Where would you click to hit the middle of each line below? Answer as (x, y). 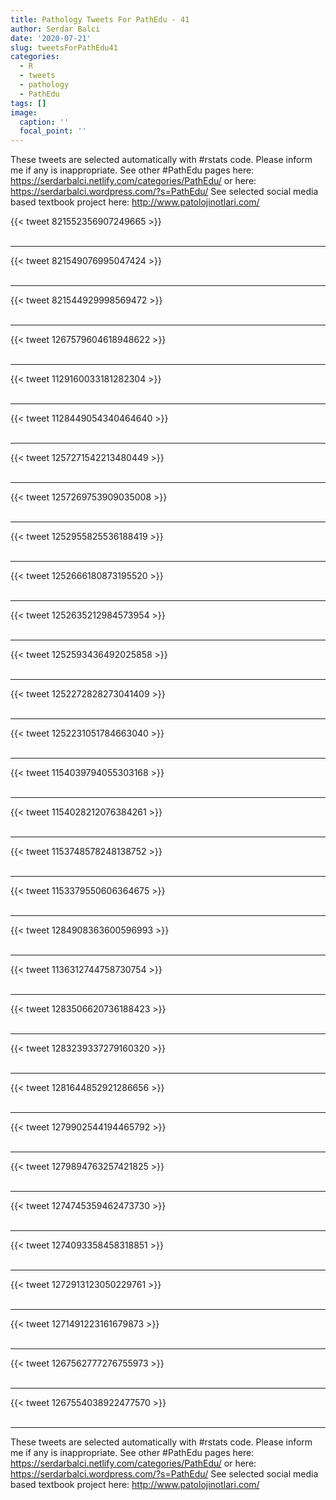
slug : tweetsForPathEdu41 (64, 47)
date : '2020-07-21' (51, 38)
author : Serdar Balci (55, 29)
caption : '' (44, 122)
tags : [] (28, 103)
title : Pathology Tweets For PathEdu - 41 (100, 19)
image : (24, 112)
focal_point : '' (53, 131)
